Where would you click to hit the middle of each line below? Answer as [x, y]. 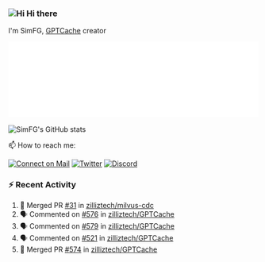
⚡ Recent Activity [42, 185]
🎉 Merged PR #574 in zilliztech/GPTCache [88, 249]
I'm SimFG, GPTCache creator [58, 31]
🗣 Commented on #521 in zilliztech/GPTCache [96, 237]
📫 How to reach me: [42, 145]
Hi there [42, 13]
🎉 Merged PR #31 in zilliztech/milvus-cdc [87, 205]
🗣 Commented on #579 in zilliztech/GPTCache [97, 225]
